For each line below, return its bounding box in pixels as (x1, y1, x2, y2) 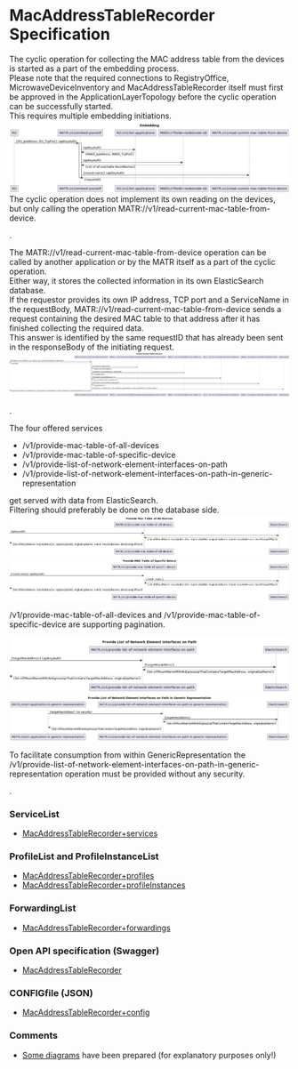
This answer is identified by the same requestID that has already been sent (9, 332, 284, 342)
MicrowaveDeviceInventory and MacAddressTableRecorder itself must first (9, 82, 284, 92)
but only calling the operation (9, 203, 117, 213)
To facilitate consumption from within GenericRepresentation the (9, 749, 246, 760)
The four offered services (9, 423, 103, 434)
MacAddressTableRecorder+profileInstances (21, 880, 186, 890)
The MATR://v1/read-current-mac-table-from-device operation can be (9, 246, 267, 258)
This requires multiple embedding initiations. (9, 110, 172, 121)
